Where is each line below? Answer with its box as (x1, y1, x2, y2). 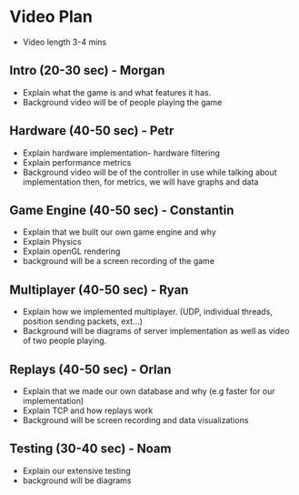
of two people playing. (22, 335, 107, 347)
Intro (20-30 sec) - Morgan (9, 63, 165, 78)
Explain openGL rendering (22, 246, 121, 257)
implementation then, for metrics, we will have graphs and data (22, 176, 259, 187)
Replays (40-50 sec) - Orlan (9, 361, 172, 377)
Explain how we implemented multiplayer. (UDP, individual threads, (22, 307, 273, 318)
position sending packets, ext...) (22, 316, 144, 327)
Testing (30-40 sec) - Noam (9, 441, 172, 457)
